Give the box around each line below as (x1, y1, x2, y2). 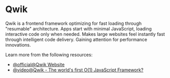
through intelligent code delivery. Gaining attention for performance (5, 36, 148, 43)
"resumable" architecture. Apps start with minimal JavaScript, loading (5, 25, 152, 31)
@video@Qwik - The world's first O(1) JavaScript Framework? (12, 67, 144, 73)
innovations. (5, 42, 31, 48)
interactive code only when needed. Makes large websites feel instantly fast (5, 31, 165, 37)
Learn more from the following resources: (5, 52, 93, 58)
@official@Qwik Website (12, 61, 65, 67)
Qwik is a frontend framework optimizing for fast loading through (5, 20, 142, 26)
